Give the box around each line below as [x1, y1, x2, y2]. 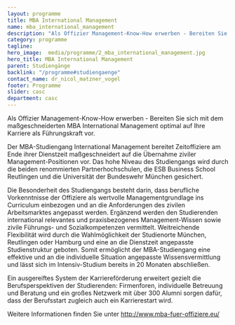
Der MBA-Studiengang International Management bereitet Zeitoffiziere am [7, 143, 221, 151]
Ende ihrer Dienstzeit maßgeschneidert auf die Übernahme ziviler [7, 150, 196, 158]
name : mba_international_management [7, 23, 114, 30]
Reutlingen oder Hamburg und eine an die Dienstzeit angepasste [7, 238, 194, 246]
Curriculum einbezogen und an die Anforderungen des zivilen [7, 201, 186, 209]
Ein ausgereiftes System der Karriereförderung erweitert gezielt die [7, 274, 201, 282]
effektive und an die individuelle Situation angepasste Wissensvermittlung [7, 253, 221, 261]
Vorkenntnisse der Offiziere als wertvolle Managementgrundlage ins [7, 193, 204, 202]
